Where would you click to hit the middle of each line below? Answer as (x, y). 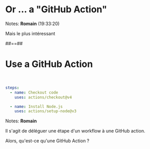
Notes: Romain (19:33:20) (33, 24)
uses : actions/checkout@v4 (43, 97)
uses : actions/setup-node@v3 (46, 111)
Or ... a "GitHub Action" (56, 9)
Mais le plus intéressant (30, 33)
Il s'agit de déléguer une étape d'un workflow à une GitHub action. (75, 131)
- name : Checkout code (34, 92)
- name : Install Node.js (36, 107)
